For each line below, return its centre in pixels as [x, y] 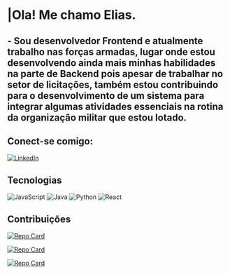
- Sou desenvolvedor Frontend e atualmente [105, 41]
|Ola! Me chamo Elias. [72, 15]
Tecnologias [35, 180]
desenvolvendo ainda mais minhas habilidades [112, 63]
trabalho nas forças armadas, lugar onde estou [111, 52]
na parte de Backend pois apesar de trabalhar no [115, 74]
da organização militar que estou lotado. [97, 117]
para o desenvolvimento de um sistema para [106, 96]
